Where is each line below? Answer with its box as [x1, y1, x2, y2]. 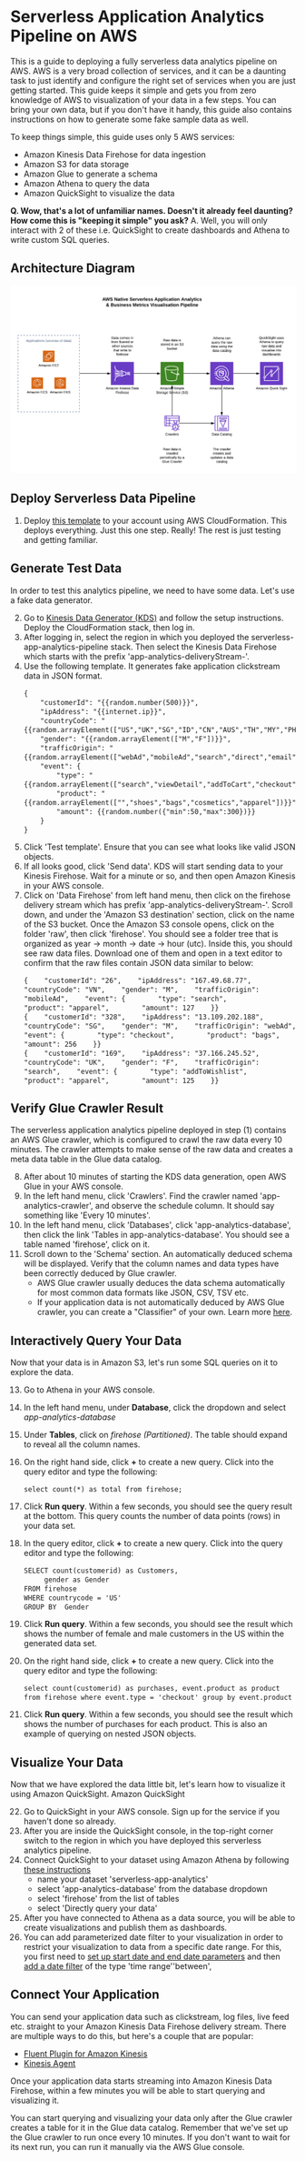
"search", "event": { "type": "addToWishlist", [23, 1067, 248, 1076]
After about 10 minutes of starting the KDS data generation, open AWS [23, 1171, 287, 1182]
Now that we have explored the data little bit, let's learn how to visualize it [10, 1779, 286, 1790]
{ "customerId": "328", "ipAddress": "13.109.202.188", [23, 1012, 264, 1021]
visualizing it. [10, 2095, 60, 2106]
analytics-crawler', [23, 1201, 93, 1211]
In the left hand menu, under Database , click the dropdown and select [23, 1402, 287, 1413]
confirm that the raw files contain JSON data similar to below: [23, 957, 254, 968]
